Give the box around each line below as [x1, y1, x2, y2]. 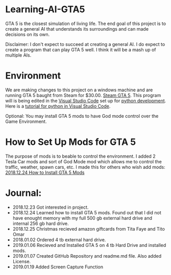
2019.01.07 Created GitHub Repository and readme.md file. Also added [12, 253, 162, 259]
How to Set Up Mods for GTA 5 [5, 136, 136, 148]
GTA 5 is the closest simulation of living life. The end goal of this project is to [5, 20, 166, 27]
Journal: [5, 187, 42, 198]
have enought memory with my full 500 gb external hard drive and [12, 215, 152, 221]
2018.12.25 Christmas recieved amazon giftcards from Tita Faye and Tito [12, 226, 165, 232]
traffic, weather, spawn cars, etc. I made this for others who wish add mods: [5, 164, 166, 170]
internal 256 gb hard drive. [12, 220, 69, 227]
